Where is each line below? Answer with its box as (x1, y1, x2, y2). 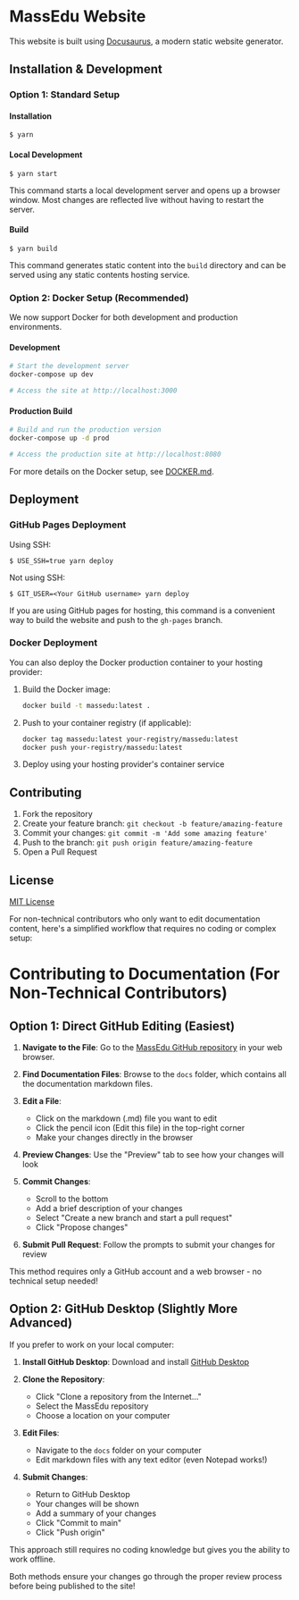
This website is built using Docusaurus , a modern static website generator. (9, 36, 284, 46)
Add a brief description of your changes (35, 1203, 183, 1214)
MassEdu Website (9, 6, 146, 27)
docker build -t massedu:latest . (21, 701, 151, 710)
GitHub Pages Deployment (9, 518, 127, 531)
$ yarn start (9, 169, 58, 178)
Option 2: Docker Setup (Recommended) (9, 291, 189, 304)
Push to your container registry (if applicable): (21, 717, 192, 728)
